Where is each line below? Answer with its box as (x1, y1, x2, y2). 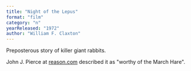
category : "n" (6, 20, 42, 25)
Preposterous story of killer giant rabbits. (6, 47, 106, 54)
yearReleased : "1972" (6, 25, 60, 31)
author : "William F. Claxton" (6, 31, 81, 37)
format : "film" (6, 14, 44, 20)
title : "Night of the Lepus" (6, 8, 78, 15)
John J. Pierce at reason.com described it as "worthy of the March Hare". (6, 59, 186, 66)
